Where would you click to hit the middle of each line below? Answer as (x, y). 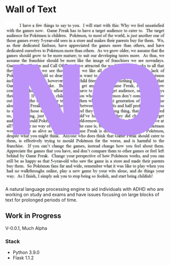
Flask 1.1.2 (23, 258)
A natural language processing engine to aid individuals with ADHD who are (84, 189)
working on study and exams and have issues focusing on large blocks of (82, 194)
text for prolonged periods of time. (41, 200)
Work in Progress (33, 216)
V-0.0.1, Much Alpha (26, 228)
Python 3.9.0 (26, 252)
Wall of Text (31, 9)
